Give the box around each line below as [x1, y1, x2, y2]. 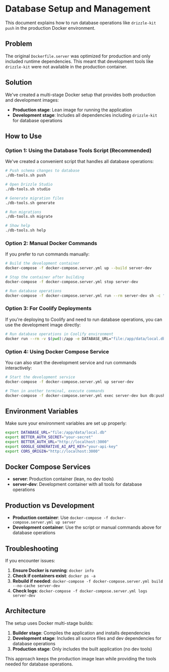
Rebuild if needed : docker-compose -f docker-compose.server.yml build [12, 578, 163, 584]
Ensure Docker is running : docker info [12, 567, 94, 573]
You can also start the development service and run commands [5, 359, 137, 365]
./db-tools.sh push [5, 173, 46, 178]
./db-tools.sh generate [5, 200, 55, 205]
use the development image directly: [5, 321, 81, 327]
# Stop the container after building [5, 275, 84, 280]
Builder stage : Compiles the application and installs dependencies [12, 630, 150, 636]
